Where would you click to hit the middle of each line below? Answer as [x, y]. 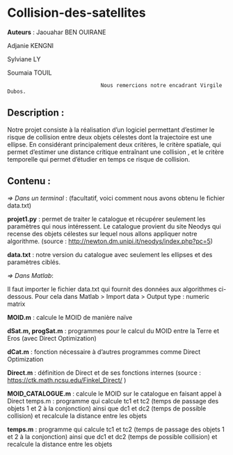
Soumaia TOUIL [30, 72]
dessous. [20, 296]
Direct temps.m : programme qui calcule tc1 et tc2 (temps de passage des [113, 401]
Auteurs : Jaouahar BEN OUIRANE [57, 32]
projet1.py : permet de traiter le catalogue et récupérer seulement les [106, 219]
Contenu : [29, 182]
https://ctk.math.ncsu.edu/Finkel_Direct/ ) [67, 380]
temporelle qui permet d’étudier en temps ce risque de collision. [99, 159]
